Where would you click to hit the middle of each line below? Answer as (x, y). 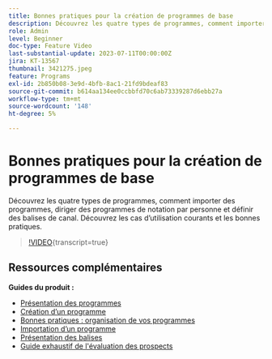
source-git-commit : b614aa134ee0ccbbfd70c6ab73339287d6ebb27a (115, 91)
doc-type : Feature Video (50, 46)
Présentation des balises (61, 337)
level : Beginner (36, 38)
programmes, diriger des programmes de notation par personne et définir (131, 209)
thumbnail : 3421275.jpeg (50, 69)
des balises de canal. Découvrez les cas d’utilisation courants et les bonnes (134, 218)
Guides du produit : (41, 287)
